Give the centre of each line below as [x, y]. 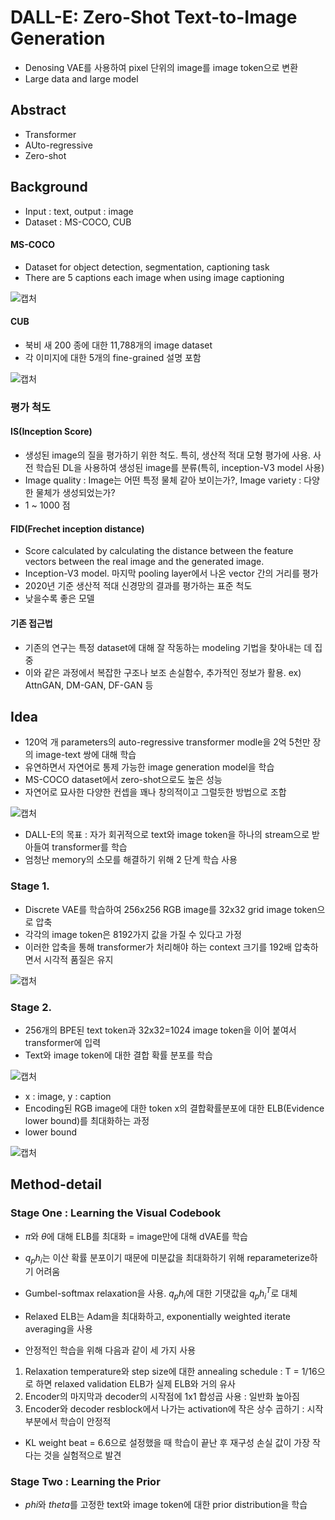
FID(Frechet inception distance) [77, 528]
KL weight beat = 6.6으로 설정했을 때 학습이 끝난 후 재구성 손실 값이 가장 [167, 1442]
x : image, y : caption [68, 1096]
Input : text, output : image [79, 211]
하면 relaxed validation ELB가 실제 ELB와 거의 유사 [135, 1383]
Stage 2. [31, 1007]
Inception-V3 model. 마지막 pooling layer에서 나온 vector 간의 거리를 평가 [171, 573]
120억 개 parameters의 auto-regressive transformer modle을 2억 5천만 [167, 742]
